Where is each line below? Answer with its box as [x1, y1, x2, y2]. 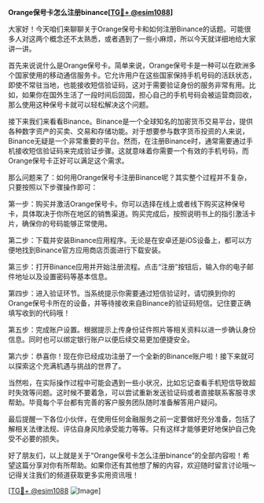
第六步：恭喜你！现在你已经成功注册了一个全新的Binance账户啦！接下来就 [8, 351, 248, 361]
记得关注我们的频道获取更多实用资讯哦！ [8, 471, 139, 479]
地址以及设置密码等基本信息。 [14, 272, 112, 281]
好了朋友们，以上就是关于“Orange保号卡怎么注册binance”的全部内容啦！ [8, 451, 244, 460]
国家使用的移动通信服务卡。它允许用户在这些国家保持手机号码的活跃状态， [14, 71, 256, 79]
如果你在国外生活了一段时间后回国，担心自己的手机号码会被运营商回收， [21, 90, 256, 99]
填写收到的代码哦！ [8, 308, 71, 318]
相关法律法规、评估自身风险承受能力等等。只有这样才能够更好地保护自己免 [14, 424, 256, 433]
